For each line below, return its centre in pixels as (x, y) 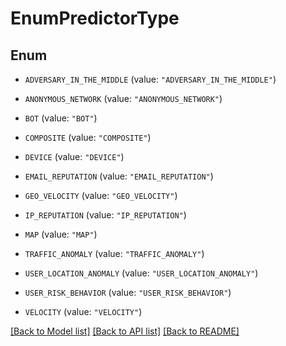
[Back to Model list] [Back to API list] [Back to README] (125, 331)
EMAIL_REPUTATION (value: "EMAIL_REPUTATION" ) (119, 176)
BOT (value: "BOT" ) (61, 118)
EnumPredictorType (95, 18)
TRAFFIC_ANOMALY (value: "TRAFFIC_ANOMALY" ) (114, 253)
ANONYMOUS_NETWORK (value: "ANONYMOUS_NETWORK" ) (123, 98)
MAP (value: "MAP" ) (61, 234)
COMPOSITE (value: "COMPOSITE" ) (88, 137)
